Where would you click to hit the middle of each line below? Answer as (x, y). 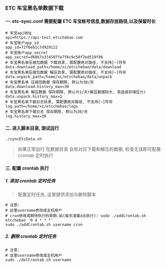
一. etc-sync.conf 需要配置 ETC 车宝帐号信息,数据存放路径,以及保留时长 (80, 21)
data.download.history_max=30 (37, 87)
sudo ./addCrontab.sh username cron (44, 224)
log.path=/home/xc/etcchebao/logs (42, 107)
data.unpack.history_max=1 (34, 97)
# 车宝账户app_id (22, 43)
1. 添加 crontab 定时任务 (30, 181)
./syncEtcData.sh (24, 139)
